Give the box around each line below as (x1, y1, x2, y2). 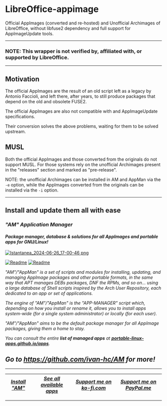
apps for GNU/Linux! (5, 238, 49, 245)
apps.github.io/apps (5, 341, 49, 347)
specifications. (5, 114, 36, 120)
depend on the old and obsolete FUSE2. (5, 99, 87, 105)
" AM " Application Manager (5, 221, 73, 228)
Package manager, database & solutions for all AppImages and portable (5, 233, 159, 239)
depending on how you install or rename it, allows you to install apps (5, 305, 146, 311)
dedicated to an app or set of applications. (5, 290, 93, 296)
